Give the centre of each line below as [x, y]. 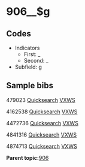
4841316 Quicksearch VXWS [41, 134]
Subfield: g [28, 67]
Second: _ [36, 61]
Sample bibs [30, 86]
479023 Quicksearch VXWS [41, 100]
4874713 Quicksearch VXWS [42, 146]
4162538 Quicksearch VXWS [42, 112]
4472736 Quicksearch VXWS [42, 123]
